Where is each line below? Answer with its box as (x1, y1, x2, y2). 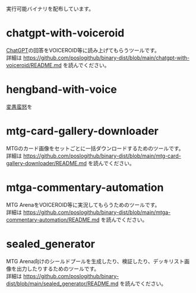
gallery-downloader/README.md (6, 159, 87, 166)
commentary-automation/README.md (6, 216, 100, 223)
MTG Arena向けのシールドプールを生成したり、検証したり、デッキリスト (6, 257, 185, 264)
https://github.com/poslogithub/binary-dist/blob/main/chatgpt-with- (23, 54, 190, 61)
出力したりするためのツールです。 (16, 265, 100, 272)
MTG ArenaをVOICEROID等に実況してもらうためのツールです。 (6, 201, 160, 208)
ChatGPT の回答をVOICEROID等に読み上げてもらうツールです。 (6, 46, 160, 53)
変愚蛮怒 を (6, 103, 33, 110)
